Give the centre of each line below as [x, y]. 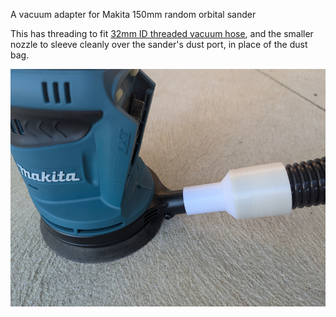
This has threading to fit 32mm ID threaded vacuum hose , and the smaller [162, 33]
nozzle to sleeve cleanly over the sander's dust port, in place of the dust [159, 44]
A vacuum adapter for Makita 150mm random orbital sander [133, 14]
